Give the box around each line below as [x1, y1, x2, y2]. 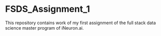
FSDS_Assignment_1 [5, 3, 90, 15]
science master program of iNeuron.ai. [5, 25, 84, 31]
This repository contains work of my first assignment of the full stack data [5, 20, 156, 26]
